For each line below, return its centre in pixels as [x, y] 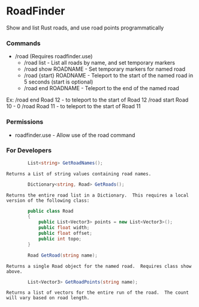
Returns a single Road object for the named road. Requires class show [99, 266]
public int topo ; [60, 239]
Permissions [25, 122]
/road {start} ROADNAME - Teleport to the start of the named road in [108, 76]
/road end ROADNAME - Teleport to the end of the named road [101, 88]
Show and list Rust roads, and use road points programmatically [85, 28]
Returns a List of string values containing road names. [79, 174]
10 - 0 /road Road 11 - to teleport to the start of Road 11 [73, 106]
